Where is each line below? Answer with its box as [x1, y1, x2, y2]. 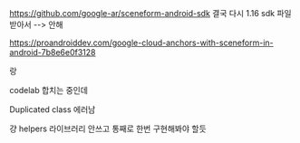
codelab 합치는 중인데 [9, 85, 89, 95]
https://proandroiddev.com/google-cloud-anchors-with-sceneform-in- [9, 37, 274, 48]
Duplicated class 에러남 [9, 104, 96, 115]
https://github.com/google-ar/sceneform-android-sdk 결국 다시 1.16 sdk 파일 [9, 8, 292, 18]
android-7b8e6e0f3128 [9, 47, 96, 57]
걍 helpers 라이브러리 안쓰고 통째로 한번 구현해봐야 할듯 [9, 123, 207, 134]
